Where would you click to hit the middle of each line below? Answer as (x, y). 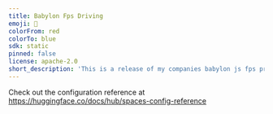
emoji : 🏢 (23, 24)
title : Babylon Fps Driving (56, 16)
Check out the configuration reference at (77, 92)
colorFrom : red (34, 31)
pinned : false (32, 54)
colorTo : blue (32, 39)
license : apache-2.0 (43, 62)
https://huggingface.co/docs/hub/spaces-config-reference (108, 101)
